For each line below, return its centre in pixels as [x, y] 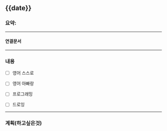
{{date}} [18, 8]
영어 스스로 [23, 73]
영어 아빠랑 [23, 84]
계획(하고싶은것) [24, 123]
